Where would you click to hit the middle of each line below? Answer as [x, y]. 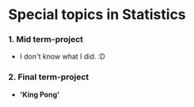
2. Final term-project [49, 77]
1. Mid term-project [46, 40]
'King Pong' [40, 94]
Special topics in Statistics [97, 15]
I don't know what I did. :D [62, 56]
